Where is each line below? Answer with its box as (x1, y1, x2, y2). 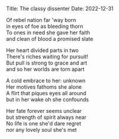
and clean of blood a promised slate (6, 35, 93, 42)
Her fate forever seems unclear (6, 108, 82, 114)
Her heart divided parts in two (6, 47, 79, 54)
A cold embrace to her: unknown (6, 77, 85, 84)
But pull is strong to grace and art (6, 59, 87, 66)
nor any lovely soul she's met (6, 127, 77, 133)
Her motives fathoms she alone (6, 83, 82, 90)
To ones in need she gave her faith (6, 29, 90, 36)
